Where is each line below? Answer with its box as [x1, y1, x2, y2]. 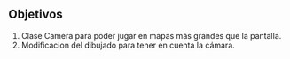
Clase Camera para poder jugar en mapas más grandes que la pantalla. [20, 30, 282, 41]
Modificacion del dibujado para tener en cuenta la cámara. [20, 40, 236, 50]
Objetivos [8, 7, 63, 22]
